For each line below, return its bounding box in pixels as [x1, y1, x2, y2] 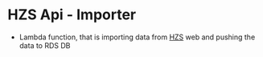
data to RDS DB [18, 40, 71, 50]
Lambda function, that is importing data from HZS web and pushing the [18, 32, 256, 42]
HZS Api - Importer [7, 6, 137, 24]
